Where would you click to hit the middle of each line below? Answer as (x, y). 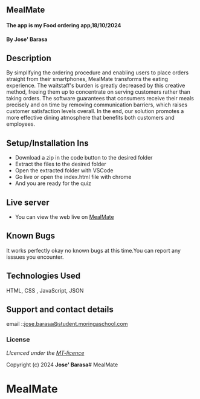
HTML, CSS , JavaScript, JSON (45, 290)
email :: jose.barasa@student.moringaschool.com (67, 324)
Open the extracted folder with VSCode (64, 170)
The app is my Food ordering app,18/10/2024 (64, 25)
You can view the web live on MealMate (64, 217)
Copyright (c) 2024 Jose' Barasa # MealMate (62, 365)
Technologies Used (43, 276)
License (18, 340)
